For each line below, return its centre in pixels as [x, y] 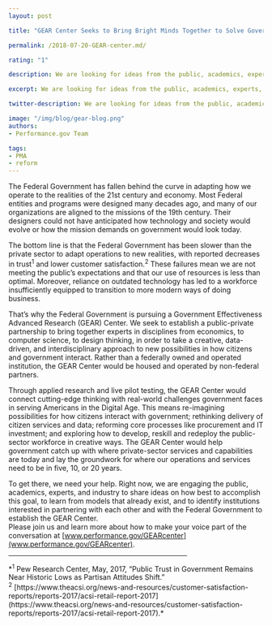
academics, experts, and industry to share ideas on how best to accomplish [134, 492]
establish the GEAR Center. [53, 518]
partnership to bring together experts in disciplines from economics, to [126, 331]
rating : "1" [28, 60]
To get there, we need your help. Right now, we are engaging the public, [128, 483]
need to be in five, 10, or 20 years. [65, 468]
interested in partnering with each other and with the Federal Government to [136, 509]
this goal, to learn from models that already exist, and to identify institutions [134, 501]
